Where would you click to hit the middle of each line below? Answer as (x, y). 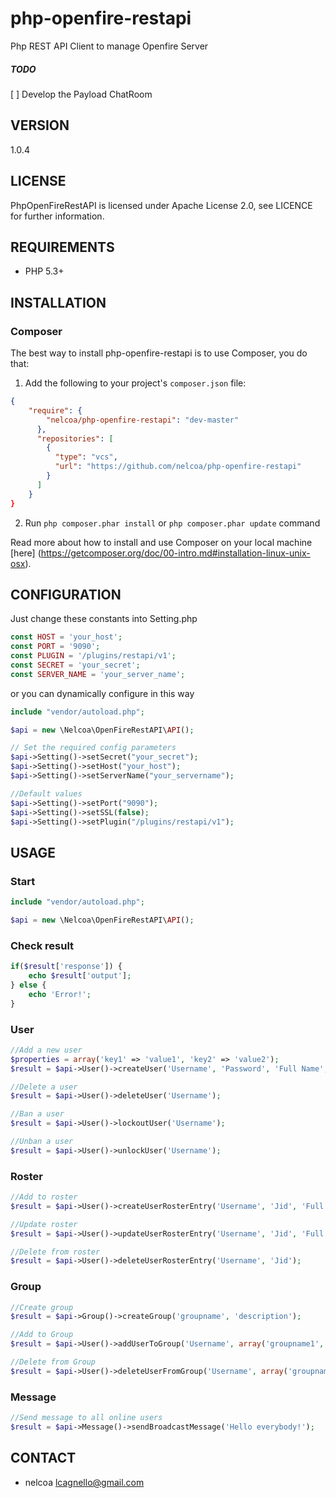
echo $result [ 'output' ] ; (80, 976)
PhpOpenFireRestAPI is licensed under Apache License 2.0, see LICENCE (161, 205)
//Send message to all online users (86, 1418)
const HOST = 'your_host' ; (66, 637)
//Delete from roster (55, 1252)
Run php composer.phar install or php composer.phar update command (172, 523)
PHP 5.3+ (44, 271)
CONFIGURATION (66, 594)
